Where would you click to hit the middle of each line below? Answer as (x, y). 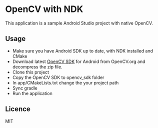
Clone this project (30, 72)
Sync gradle (25, 88)
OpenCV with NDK (44, 9)
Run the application (32, 93)
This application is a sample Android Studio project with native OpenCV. (79, 23)
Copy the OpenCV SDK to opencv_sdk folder (58, 77)
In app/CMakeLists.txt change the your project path (65, 82)
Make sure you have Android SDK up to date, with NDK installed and (83, 50)
